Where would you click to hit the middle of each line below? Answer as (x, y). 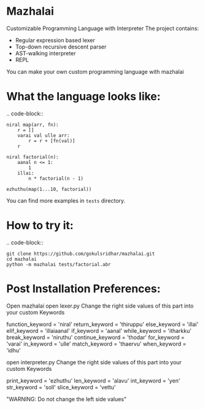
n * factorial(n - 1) (56, 178)
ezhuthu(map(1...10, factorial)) (49, 189)
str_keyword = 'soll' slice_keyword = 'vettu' (61, 387)
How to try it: (40, 226)
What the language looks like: (83, 97)
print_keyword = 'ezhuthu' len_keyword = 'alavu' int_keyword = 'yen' (93, 380)
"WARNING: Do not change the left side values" (67, 399)
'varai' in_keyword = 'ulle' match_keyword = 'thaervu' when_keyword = (96, 344)
